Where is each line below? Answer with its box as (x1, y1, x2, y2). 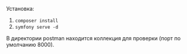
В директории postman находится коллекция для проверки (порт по (6, 35, 181, 41)
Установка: (6, 5, 35, 12)
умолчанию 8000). (6, 41, 55, 48)
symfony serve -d (14, 24, 59, 30)
